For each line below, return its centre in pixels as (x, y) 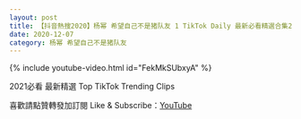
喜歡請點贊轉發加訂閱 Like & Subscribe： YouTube (101, 106)
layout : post (34, 17)
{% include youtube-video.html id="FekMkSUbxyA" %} (111, 68)
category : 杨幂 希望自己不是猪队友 (68, 42)
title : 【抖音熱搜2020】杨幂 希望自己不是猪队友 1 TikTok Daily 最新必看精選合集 (149, 26)
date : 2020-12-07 (42, 34)
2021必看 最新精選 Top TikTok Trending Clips (92, 87)
